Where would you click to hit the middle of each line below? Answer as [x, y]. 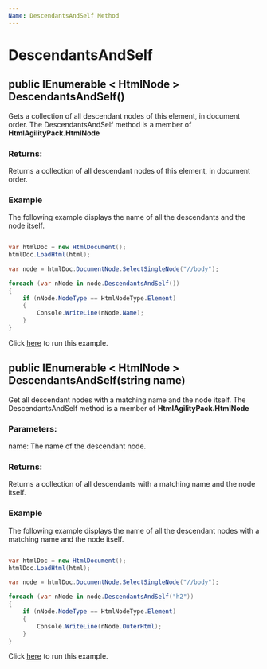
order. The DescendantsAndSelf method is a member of [100, 124]
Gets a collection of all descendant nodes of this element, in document [124, 115]
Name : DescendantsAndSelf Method [64, 16]
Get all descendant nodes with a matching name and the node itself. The [127, 400]
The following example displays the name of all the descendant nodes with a [134, 530]
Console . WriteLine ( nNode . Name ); [91, 313]
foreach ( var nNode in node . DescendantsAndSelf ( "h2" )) [101, 597]
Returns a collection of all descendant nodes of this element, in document [130, 170]
